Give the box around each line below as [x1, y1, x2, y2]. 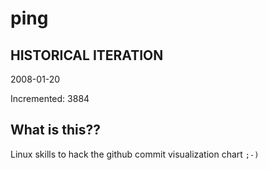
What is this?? [10, 122, 101, 139]
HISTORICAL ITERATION [10, 47, 164, 64]
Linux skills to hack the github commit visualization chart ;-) [10, 148, 260, 160]
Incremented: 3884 [10, 93, 90, 104]
